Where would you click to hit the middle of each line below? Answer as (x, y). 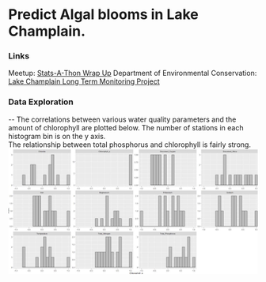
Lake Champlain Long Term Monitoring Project (84, 81)
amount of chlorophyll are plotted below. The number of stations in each (126, 127)
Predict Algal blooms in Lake (104, 15)
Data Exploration (41, 102)
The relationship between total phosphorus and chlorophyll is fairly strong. (130, 145)
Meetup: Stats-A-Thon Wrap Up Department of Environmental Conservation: (133, 73)
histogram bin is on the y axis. (57, 136)
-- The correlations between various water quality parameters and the (122, 119)
